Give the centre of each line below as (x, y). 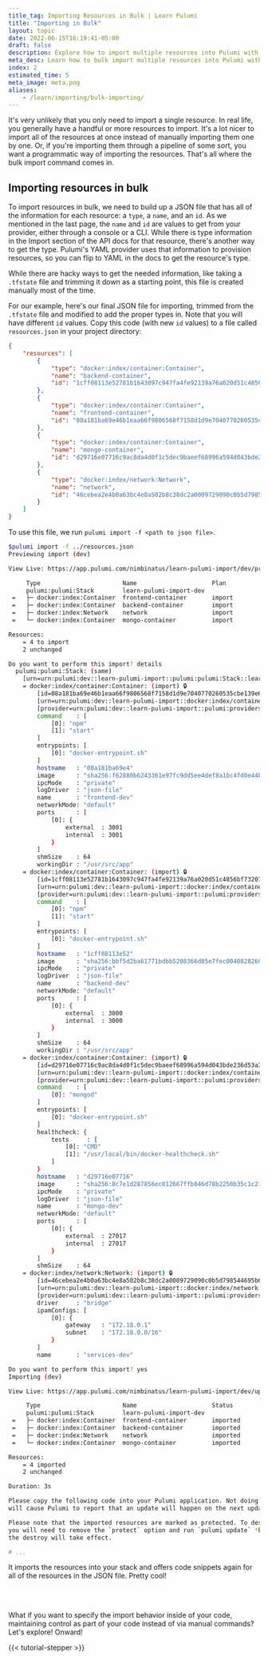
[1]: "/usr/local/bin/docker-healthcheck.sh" (142, 1154)
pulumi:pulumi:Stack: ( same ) (64, 671)
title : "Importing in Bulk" (55, 23)
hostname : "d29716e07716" (85, 1176)
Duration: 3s (30, 1487)
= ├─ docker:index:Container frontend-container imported (126, 1421)
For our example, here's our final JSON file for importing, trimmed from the (131, 306)
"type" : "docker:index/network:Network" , (121, 480)
